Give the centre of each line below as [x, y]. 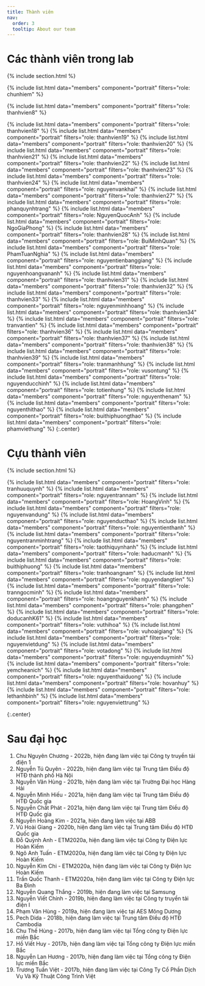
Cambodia [29, 924]
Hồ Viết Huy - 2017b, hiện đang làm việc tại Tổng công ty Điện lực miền [106, 944]
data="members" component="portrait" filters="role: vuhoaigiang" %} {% [100, 631]
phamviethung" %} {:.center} [43, 429]
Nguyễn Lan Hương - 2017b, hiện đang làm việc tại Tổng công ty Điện [103, 957]
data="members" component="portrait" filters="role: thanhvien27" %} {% [100, 196]
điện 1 [23, 762]
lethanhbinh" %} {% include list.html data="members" [75, 696]
